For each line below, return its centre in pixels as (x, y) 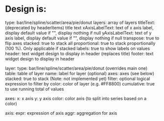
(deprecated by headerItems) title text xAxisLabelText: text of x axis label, (79, 27)
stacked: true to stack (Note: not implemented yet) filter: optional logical (78, 79)
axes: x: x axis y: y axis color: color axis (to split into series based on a (76, 98)
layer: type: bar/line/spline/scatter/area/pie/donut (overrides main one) (76, 68)
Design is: (26, 9)
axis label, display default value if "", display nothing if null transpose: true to (82, 38)
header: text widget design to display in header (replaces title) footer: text (79, 53)
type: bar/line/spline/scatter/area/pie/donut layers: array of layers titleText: (80, 22)
